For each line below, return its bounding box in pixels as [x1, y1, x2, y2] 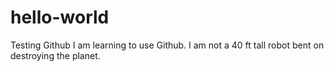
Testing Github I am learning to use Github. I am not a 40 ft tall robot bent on [10, 39, 325, 51]
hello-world [10, 6, 110, 29]
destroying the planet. [10, 49, 101, 61]
